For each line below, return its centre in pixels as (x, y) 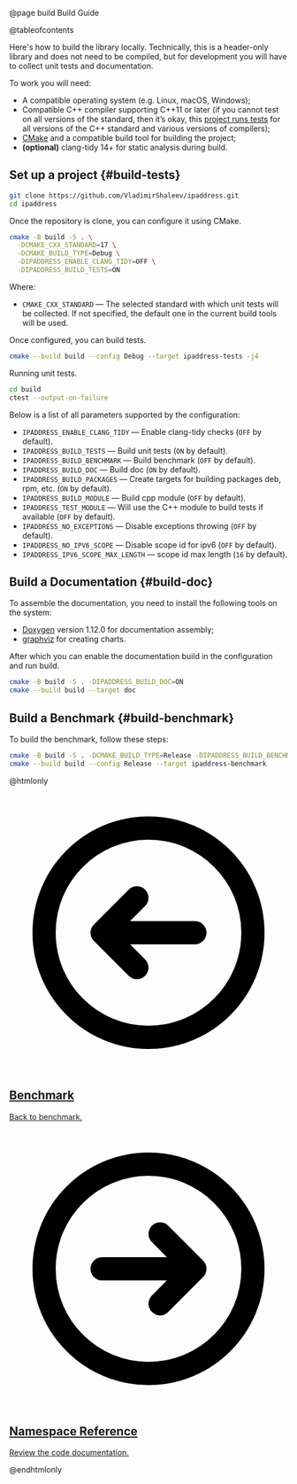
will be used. (45, 322)
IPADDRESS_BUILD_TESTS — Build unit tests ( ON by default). (125, 450)
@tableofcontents (42, 30)
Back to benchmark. (46, 1116)
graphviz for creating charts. (74, 639)
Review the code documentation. (69, 1453)
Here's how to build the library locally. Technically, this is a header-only (139, 47)
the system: (30, 613)
